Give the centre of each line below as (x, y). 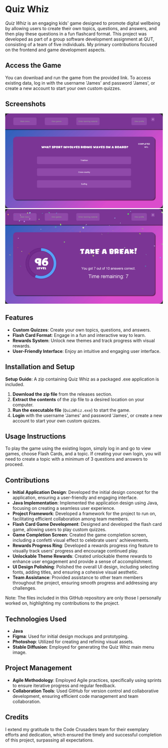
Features (19, 318)
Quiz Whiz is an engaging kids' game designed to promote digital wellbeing (83, 23)
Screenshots (25, 104)
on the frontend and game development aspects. (55, 50)
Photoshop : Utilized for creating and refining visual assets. (73, 642)
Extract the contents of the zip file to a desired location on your (78, 399)
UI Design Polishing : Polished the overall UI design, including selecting (85, 567)
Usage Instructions (35, 436)
